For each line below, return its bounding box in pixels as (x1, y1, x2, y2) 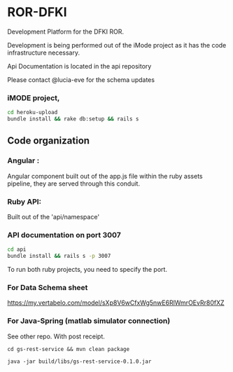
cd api (7, 246, 27, 253)
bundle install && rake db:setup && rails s (7, 116, 139, 123)
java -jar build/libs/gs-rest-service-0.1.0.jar (7, 358, 152, 365)
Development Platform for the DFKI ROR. (7, 27, 125, 36)
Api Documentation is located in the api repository (7, 62, 152, 70)
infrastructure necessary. (7, 48, 80, 57)
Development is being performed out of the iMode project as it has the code (7, 41, 227, 49)
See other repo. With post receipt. (7, 332, 105, 340)
